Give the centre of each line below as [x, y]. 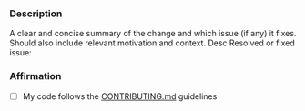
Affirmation [36, 76]
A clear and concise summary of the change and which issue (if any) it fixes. [153, 34]
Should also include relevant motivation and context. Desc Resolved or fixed [152, 43]
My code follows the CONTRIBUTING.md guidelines [120, 96]
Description [36, 14]
